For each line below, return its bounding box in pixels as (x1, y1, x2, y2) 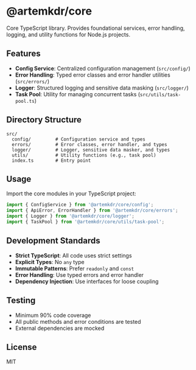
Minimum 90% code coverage (15, 312, 91, 319)
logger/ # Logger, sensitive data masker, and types (12, 147, 170, 153)
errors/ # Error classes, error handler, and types (12, 141, 167, 147)
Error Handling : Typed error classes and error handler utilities (15, 71, 170, 79)
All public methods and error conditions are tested (15, 318, 141, 325)
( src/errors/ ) (15, 77, 50, 85)
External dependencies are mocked (15, 324, 105, 332)
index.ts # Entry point (12, 157, 91, 164)
